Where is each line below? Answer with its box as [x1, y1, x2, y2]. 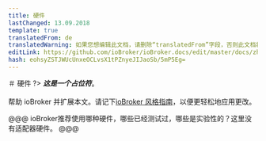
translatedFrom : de [8, 33, 73, 42]
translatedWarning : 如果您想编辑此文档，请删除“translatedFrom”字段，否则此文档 [8, 41, 256, 49]
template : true [8, 26, 59, 34]
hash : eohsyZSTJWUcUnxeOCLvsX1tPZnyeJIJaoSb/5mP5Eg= [8, 56, 186, 64]
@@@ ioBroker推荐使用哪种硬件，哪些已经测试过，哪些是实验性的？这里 [8, 113, 245, 123]
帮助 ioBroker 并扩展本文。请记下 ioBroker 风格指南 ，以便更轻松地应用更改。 [8, 97, 256, 106]
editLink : [8, 48, 41, 56]
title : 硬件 [8, 11, 45, 20]
